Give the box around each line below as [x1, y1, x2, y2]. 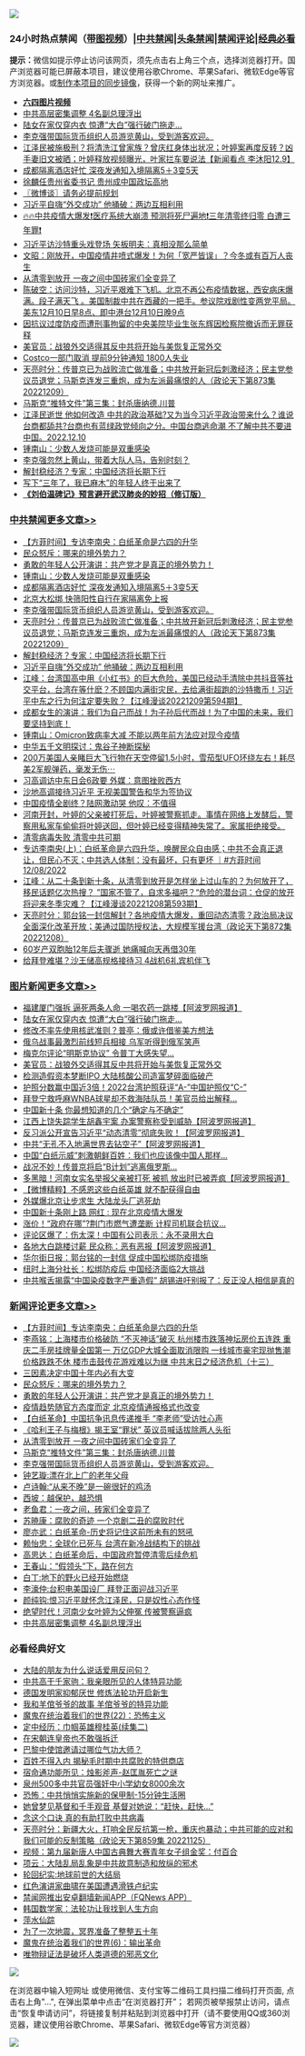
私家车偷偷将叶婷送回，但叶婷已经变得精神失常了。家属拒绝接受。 [38, 820, 286, 831]
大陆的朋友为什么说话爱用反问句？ [22, 1664, 151, 1676]
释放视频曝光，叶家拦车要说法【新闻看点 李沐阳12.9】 [93, 154, 295, 165]
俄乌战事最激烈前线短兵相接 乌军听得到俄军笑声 [22, 1036, 201, 1047]
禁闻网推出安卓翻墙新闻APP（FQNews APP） [22, 1891, 192, 1903]
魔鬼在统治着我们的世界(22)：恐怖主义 [22, 1710, 166, 1722]
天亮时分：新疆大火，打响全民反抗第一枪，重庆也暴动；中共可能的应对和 [22, 1823, 293, 1835]
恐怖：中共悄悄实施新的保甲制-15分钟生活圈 [22, 1790, 186, 1801]
